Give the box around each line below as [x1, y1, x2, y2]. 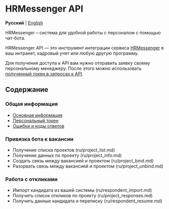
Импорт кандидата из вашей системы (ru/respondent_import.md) [12, 187, 152, 193]
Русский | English [5, 20, 43, 26]
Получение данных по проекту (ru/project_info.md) [12, 152, 122, 158]
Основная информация [12, 112, 63, 118]
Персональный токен [12, 117, 59, 123]
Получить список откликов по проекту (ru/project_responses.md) [12, 193, 153, 199]
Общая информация [5, 101, 58, 108]
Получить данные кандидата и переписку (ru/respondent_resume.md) [12, 198, 162, 204]
